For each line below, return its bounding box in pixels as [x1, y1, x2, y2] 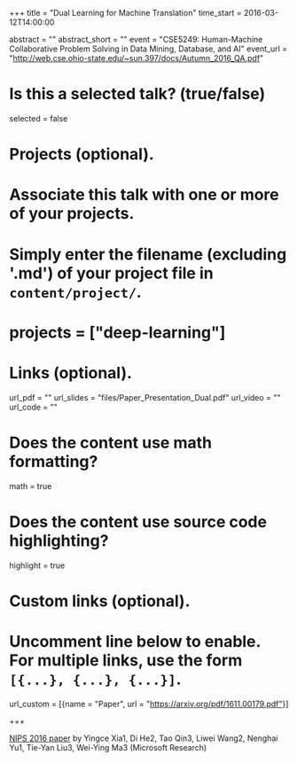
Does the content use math [9, 432, 213, 453]
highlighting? [9, 531, 109, 550]
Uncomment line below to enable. [9, 631, 262, 651]
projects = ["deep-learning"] [9, 323, 226, 342]
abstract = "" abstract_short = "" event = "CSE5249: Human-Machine [9, 35, 263, 44]
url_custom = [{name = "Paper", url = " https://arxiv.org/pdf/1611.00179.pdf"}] [9, 698, 289, 709]
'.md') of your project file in [9, 263, 215, 283]
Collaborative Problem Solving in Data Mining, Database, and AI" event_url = [9, 43, 288, 54]
